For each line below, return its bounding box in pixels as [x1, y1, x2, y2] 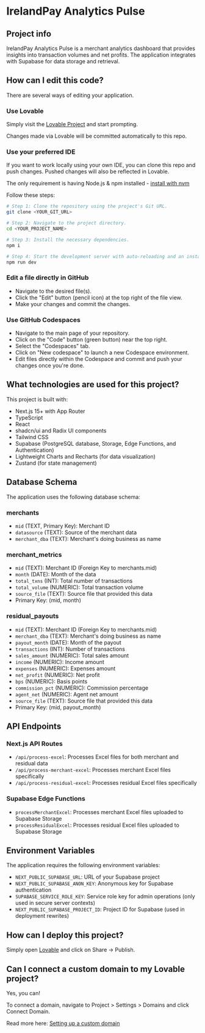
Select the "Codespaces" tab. [15, 343, 90, 349]
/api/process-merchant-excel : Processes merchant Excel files [15, 767, 171, 774]
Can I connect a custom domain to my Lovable [6, 963, 185, 974]
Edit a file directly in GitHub [6, 273, 89, 282]
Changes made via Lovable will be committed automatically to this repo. [6, 132, 187, 140]
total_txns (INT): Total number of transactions [15, 577, 133, 585]
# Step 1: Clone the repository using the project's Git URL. [6, 203, 168, 210]
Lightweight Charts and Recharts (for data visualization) [15, 452, 156, 460]
